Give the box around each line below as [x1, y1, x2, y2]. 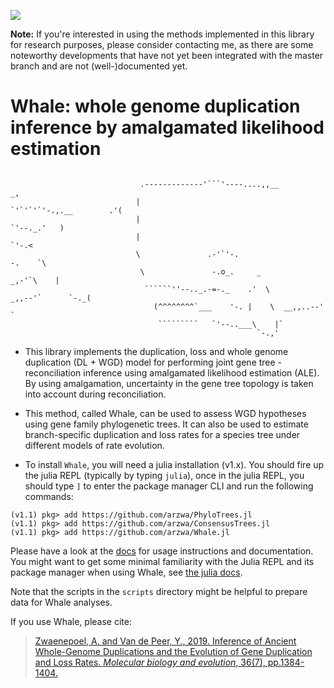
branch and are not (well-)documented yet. [10, 60, 188, 72]
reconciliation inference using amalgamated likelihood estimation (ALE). [24, 366, 320, 379]
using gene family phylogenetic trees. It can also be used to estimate [24, 418, 309, 430]
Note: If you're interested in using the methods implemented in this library [10, 28, 315, 40]
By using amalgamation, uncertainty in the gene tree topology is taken [24, 377, 314, 389]
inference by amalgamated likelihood [10, 116, 325, 139]
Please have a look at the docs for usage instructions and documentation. [10, 545, 314, 557]
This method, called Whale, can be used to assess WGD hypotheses [24, 407, 307, 419]
